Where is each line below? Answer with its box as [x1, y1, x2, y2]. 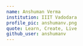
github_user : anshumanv [6, 31, 67, 37]
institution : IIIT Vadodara [6, 14, 78, 20]
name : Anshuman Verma [6, 8, 61, 15]
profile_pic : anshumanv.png [6, 20, 78, 26]
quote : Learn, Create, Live [6, 25, 78, 32]
